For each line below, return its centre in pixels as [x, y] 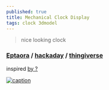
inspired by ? [22, 68]
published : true [26, 12]
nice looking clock [43, 40]
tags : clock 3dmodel [32, 23]
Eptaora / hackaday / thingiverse [55, 56]
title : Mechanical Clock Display [48, 17]
